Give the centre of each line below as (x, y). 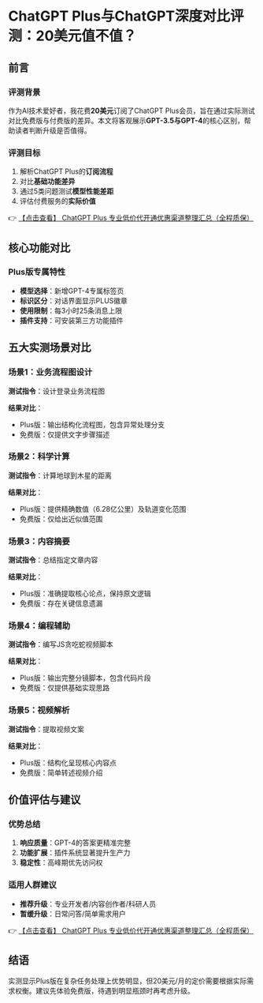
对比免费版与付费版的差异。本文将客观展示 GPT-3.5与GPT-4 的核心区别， (126, 120)
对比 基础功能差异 (47, 182)
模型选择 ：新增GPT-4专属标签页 (72, 291)
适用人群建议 (33, 885)
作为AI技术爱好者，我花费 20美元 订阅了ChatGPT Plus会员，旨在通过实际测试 (131, 111)
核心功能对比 (39, 248)
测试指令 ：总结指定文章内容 (53, 560)
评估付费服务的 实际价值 (57, 201)
